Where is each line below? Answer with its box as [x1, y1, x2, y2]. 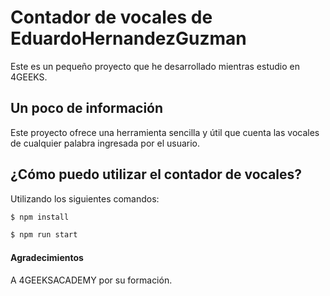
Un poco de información [10, 100, 164, 117]
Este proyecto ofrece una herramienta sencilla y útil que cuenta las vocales [10, 126, 320, 138]
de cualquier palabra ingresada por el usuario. [10, 137, 201, 149]
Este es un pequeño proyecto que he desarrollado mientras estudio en [10, 60, 300, 72]
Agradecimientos [10, 251, 84, 263]
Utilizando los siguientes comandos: [10, 192, 160, 205]
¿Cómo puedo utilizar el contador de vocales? [10, 166, 303, 183]
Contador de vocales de [10, 6, 213, 29]
